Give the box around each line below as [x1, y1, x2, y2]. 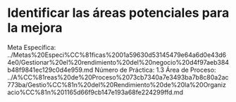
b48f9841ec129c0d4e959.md [7, 65, 94, 74]
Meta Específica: [7, 43, 56, 51]
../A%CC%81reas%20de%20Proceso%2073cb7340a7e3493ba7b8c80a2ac [7, 72, 229, 82]
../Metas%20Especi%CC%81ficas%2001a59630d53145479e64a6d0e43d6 [7, 51, 227, 59]
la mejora [7, 20, 63, 36]
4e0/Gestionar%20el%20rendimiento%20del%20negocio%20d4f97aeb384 [7, 58, 230, 66]
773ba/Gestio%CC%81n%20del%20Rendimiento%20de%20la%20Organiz [7, 80, 227, 89]
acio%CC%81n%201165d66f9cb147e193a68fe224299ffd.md [7, 88, 184, 96]
